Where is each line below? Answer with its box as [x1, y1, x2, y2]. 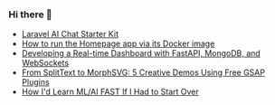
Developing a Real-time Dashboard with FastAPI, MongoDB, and [21, 48, 261, 59]
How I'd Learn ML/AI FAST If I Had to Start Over [21, 86, 200, 98]
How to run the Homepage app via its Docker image [21, 38, 215, 49]
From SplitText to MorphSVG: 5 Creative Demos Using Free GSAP [21, 67, 266, 78]
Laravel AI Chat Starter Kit [21, 29, 119, 40]
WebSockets [21, 58, 70, 69]
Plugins [21, 77, 51, 88]
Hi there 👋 [8, 8, 53, 21]
